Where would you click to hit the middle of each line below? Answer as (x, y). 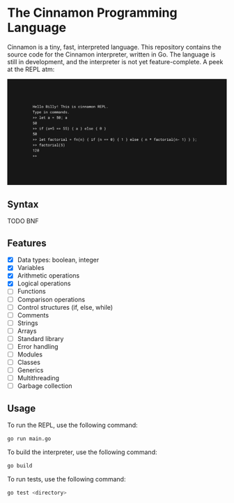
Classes (29, 362)
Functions (32, 292)
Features (27, 243)
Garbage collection (45, 386)
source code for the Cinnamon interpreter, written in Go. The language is (111, 54)
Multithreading (38, 378)
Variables (31, 268)
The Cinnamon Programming (92, 13)
